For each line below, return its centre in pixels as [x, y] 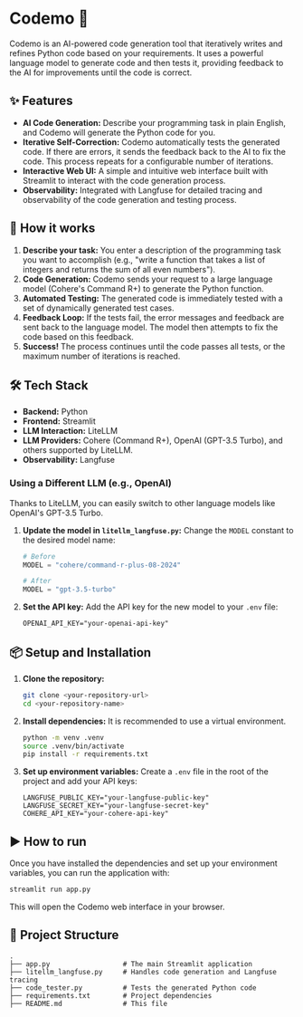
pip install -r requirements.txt [85, 754]
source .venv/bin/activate [73, 746]
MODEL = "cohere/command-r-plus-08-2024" [102, 565]
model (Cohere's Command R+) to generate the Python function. [143, 288]
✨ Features [41, 101]
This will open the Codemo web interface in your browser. [117, 907]
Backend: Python [55, 412]
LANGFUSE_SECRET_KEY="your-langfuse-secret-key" [116, 806]
